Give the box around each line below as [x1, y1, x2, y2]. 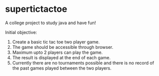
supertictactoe [5, 3, 68, 15]
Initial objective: [5, 29, 37, 35]
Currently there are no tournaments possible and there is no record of [12, 60, 155, 66]
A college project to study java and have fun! [5, 20, 96, 26]
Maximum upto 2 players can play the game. [12, 49, 103, 55]
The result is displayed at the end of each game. [12, 54, 111, 60]
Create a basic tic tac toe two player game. [12, 38, 100, 45]
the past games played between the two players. [12, 65, 112, 71]
